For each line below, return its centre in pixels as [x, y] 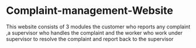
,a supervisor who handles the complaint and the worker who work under [94, 32]
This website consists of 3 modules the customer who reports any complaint [98, 27]
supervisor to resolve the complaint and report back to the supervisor [90, 39]
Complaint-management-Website [90, 11]
